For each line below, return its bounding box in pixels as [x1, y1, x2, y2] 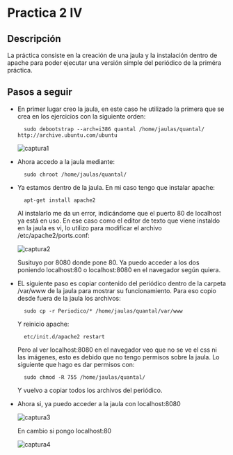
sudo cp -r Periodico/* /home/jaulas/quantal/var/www [24, 307, 183, 315]
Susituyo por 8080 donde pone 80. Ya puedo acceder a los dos [17, 258, 200, 267]
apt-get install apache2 [24, 197, 96, 204]
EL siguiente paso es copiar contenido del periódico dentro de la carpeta [17, 279, 226, 288]
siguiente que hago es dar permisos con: [17, 360, 135, 368]
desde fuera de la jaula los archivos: [17, 294, 121, 302]
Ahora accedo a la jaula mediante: [17, 157, 115, 165]
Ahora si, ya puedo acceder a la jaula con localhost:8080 [17, 399, 181, 408]
